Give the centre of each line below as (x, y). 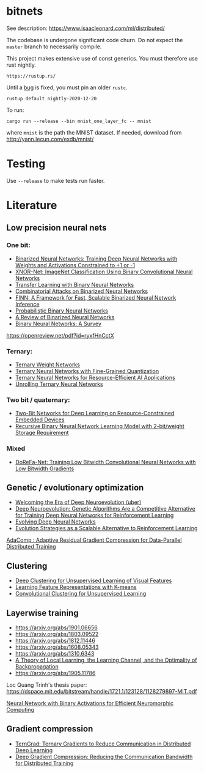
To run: (15, 110)
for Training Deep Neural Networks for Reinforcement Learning (94, 516)
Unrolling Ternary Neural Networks (59, 384)
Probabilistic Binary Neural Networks (61, 311)
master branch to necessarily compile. (54, 46)
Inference (27, 304)
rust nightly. (21, 65)
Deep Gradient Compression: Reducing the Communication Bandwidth (104, 756)
